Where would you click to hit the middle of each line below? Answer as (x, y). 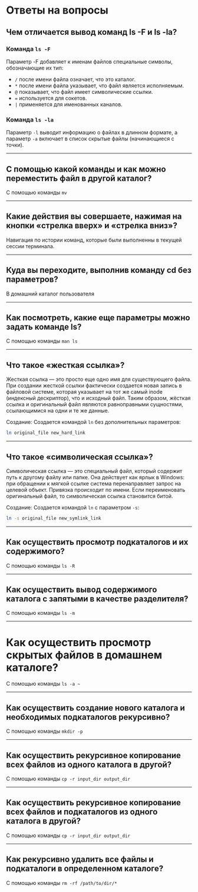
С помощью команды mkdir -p (44, 731)
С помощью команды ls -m (41, 613)
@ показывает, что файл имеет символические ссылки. (84, 91)
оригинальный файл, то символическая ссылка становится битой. (90, 496)
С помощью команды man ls (42, 341)
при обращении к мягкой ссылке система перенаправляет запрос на (94, 483)
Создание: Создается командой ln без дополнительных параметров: (93, 422)
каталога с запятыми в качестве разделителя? (97, 599)
